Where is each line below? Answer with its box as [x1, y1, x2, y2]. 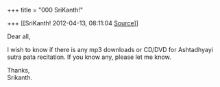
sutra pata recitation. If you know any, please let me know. [7, 53, 171, 61]
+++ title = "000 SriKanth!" [7, 6, 84, 14]
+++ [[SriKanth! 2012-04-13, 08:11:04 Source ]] [7, 19, 139, 27]
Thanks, [7, 66, 30, 74]
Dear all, [7, 32, 31, 40]
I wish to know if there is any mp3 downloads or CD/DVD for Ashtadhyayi [7, 46, 214, 53]
